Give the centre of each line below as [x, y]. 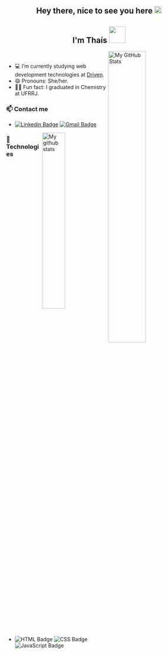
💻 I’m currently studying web [50, 66]
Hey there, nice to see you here [95, 11]
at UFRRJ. [27, 94]
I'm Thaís [90, 40]
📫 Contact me [27, 109]
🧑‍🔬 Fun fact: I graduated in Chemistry [60, 87]
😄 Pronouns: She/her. [42, 81]
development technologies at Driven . [59, 75]
